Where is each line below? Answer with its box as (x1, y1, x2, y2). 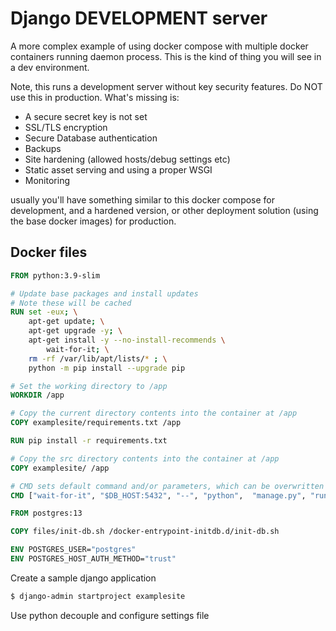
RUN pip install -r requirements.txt (10, 436, 168, 446)
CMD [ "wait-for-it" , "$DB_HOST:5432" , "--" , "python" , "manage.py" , (10, 490, 307, 501)
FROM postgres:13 (10, 508, 83, 519)
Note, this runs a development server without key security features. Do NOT (10, 80, 323, 92)
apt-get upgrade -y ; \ (28, 326, 123, 336)
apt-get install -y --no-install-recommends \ (28, 335, 226, 345)
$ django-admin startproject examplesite (10, 591, 186, 601)
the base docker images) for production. (10, 215, 177, 227)
